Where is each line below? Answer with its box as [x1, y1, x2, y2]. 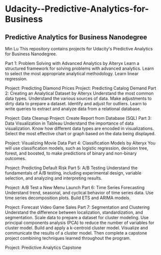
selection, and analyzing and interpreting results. [5, 175, 102, 181]
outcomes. [5, 156, 27, 161]
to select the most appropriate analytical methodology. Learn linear [5, 71, 139, 76]
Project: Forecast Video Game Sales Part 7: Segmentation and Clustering [5, 205, 150, 210]
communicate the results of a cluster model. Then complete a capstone [5, 230, 147, 236]
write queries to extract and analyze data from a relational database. [5, 106, 141, 112]
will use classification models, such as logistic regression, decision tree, [5, 145, 148, 151]
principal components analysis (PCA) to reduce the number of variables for [5, 220, 155, 225]
